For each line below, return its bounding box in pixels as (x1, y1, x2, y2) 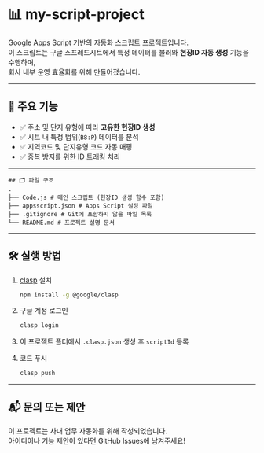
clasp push (19, 370, 56, 377)
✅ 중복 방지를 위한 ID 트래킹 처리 (19, 152, 120, 161)
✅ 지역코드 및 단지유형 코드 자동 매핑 (19, 142, 133, 151)
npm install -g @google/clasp (19, 291, 119, 299)
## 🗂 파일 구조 (8, 176, 54, 184)
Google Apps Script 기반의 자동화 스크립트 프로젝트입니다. (8, 38, 189, 47)
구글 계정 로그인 (19, 306, 68, 315)
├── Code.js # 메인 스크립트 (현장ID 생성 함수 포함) (8, 193, 165, 201)
